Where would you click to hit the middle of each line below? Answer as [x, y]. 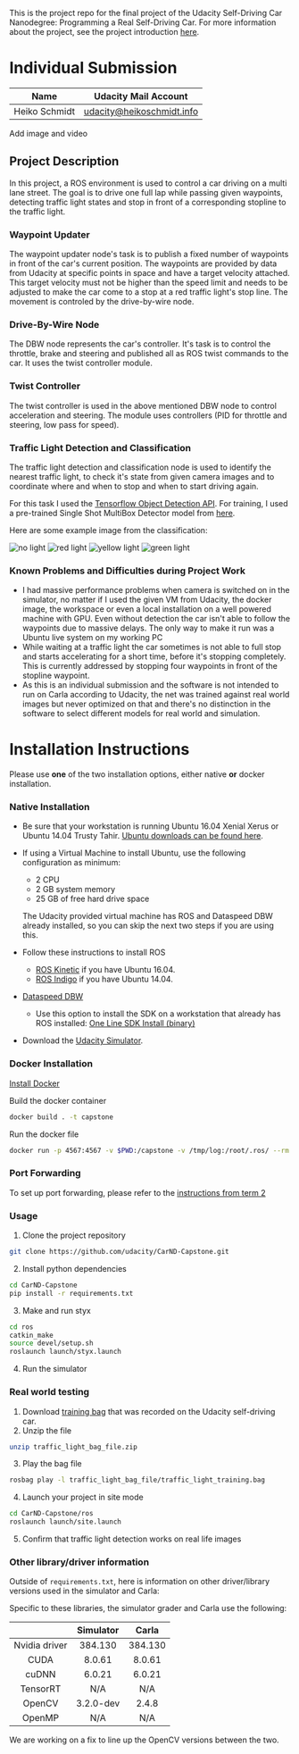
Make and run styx [56, 1310]
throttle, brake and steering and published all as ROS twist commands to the [149, 354]
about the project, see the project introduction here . [104, 32]
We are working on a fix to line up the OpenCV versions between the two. [144, 1740]
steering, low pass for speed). [64, 424]
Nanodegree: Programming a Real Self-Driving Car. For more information [143, 22]
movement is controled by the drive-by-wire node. [102, 302]
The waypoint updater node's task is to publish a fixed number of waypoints [149, 255]
